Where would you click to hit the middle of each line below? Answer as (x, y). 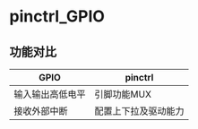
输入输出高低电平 (50, 94)
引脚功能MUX (123, 94)
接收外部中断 (41, 111)
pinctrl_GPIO (57, 17)
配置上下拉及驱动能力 (140, 111)
